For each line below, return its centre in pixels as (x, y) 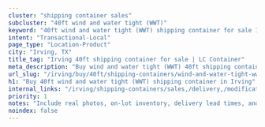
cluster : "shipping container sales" (70, 15)
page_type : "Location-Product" (60, 45)
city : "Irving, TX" (40, 52)
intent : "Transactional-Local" (60, 37)
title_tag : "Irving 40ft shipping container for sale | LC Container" (127, 60)
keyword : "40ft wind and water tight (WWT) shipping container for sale (130, 30)
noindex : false (33, 111)
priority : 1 (28, 96)
